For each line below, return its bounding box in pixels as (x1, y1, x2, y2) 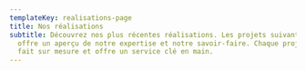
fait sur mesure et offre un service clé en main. (17, 47, 214, 56)
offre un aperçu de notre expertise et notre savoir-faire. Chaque (17, 38, 280, 48)
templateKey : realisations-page (9, 13, 132, 23)
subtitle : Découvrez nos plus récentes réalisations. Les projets (9, 30, 267, 39)
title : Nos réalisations (9, 22, 104, 31)
